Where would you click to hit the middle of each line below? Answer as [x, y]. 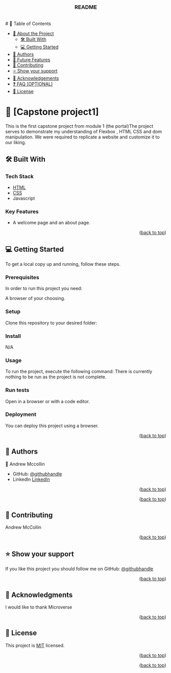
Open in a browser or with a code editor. [48, 401]
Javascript [24, 198]
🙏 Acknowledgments [39, 595]
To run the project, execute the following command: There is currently [79, 372]
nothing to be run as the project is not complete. [56, 377]
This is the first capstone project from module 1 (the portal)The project [79, 126]
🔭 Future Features [31, 60]
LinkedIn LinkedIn [31, 479]
